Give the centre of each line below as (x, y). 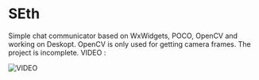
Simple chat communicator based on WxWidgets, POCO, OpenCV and (123, 36)
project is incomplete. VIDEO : (57, 52)
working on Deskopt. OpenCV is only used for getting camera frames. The (130, 44)
